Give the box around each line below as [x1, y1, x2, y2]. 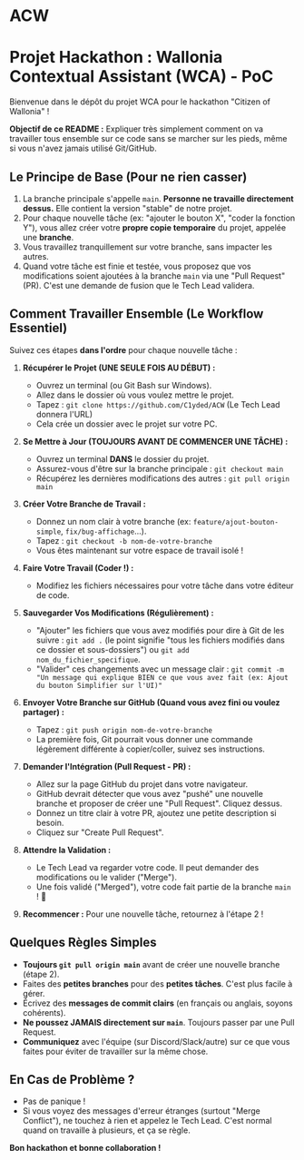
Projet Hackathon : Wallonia [9, 47, 223, 68]
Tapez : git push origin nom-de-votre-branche [35, 723, 213, 735]
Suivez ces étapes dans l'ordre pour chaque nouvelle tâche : [9, 344, 238, 355]
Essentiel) [9, 320, 68, 336]
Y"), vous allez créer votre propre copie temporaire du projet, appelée [22, 221, 287, 232]
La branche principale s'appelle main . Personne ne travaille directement [22, 192, 294, 204]
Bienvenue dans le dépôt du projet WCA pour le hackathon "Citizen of [9, 96, 270, 107]
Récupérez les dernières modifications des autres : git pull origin [35, 473, 290, 484]
